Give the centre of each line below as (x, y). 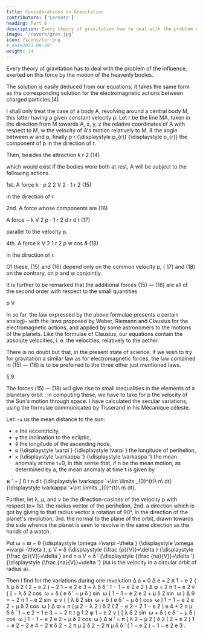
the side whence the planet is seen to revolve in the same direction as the (98, 525)
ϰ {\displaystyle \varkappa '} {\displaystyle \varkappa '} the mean (96, 456)
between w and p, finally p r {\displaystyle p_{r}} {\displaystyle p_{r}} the (97, 137)
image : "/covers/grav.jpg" (40, 34)
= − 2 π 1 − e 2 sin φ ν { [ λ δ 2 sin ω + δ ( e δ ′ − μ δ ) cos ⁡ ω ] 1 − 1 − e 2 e (100, 599)
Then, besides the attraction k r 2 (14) (53, 155)
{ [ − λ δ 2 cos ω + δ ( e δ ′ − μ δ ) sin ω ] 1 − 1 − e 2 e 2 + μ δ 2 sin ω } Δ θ (101, 593)
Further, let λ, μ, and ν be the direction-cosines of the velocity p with (92, 499)
